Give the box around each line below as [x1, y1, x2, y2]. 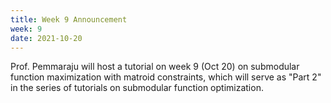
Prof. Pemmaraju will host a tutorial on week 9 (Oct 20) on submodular [10, 61, 300, 73]
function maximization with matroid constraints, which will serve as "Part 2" [10, 71, 322, 83]
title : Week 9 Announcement [10, 14, 128, 25]
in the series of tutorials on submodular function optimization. [10, 82, 264, 94]
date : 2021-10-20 [10, 33, 83, 43]
